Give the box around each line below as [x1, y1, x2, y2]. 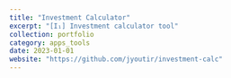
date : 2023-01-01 [9, 47, 75, 56]
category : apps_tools [9, 38, 91, 48]
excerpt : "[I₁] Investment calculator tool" [9, 22, 179, 30]
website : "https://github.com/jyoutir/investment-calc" [9, 55, 223, 64]
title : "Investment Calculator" [9, 13, 130, 22]
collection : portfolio [9, 30, 94, 39]
